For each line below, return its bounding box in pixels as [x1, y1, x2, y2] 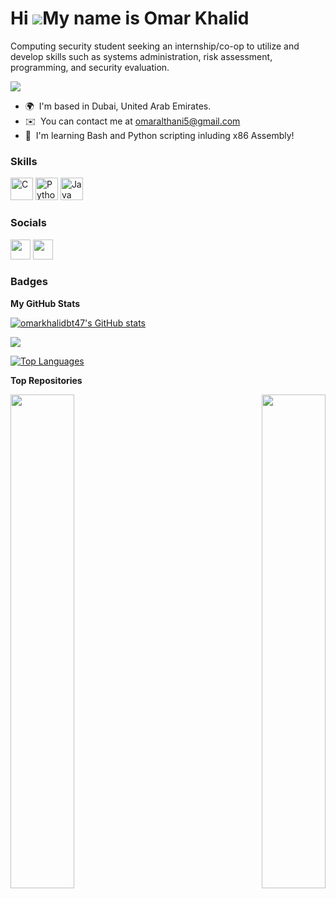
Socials [10, 216, 47, 230]
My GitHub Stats [10, 297, 81, 309]
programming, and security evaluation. [10, 61, 170, 73]
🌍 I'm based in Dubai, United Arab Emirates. [24, 100, 212, 112]
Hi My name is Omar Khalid [10, 7, 250, 30]
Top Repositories [10, 374, 83, 386]
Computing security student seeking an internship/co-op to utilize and [10, 40, 300, 52]
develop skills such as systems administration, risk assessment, [10, 50, 273, 62]
